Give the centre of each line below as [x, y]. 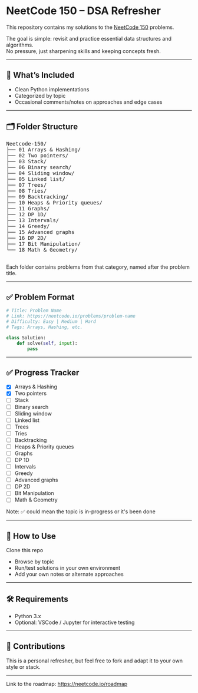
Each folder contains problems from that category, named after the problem [98, 267]
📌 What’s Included [40, 75]
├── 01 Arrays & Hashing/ [44, 149]
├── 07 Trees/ [27, 185]
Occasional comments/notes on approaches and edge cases [88, 102]
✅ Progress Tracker [43, 372]
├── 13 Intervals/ [33, 220]
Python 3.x [28, 616]
